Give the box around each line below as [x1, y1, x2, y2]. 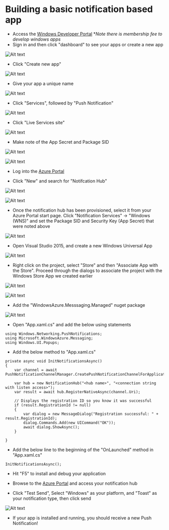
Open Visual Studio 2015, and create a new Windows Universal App [12, 242, 152, 248]
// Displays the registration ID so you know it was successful [14, 398, 152, 403]
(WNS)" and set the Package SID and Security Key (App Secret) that [12, 218, 154, 224]
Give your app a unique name [12, 80, 74, 86]
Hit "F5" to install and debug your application [12, 470, 106, 476]
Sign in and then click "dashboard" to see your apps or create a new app [12, 41, 163, 47]
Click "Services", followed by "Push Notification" [12, 100, 114, 106]
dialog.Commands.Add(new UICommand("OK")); [23, 420, 116, 425]
